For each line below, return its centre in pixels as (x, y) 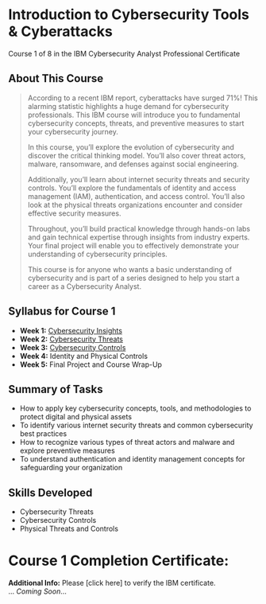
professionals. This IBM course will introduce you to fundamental (134, 115)
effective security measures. (74, 213)
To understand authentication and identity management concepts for (132, 459)
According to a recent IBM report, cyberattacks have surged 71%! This (143, 98)
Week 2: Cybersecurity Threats (71, 339)
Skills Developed (50, 492)
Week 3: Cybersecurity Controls (73, 347)
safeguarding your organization (71, 468)
